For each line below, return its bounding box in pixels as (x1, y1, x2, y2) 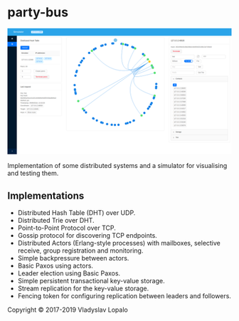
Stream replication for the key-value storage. (17, 284, 149, 293)
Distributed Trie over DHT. (17, 216, 95, 225)
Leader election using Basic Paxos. (17, 269, 121, 278)
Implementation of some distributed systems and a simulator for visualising (7, 162, 228, 170)
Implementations (7, 189, 85, 201)
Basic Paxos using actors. (17, 261, 94, 270)
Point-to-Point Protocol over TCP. (17, 223, 116, 232)
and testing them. (7, 169, 59, 178)
